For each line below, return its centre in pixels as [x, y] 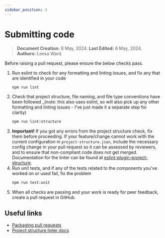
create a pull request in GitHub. [44, 198]
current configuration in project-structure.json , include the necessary [85, 142]
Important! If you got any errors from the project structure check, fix [82, 131]
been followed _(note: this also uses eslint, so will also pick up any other [85, 102]
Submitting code [40, 34]
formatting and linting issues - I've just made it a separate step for [79, 107]
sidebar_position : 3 [26, 10]
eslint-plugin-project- [126, 158]
